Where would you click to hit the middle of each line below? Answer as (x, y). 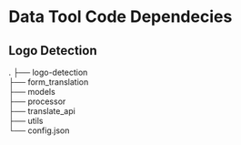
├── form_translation (49, 82)
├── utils (26, 121)
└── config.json (39, 130)
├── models (32, 92)
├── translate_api (42, 111)
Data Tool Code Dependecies (120, 17)
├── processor (37, 101)
